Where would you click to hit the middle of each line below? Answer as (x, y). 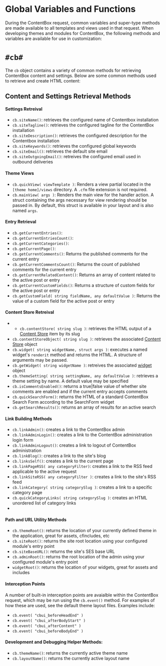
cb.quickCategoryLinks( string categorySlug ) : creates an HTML (80, 498)
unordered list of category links (44, 503)
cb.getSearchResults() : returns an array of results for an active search (84, 407)
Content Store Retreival (30, 312)
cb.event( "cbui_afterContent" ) (47, 626)
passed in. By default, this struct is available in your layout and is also (83, 205)
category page (27, 493)
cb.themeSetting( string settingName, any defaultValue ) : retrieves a (85, 376)
